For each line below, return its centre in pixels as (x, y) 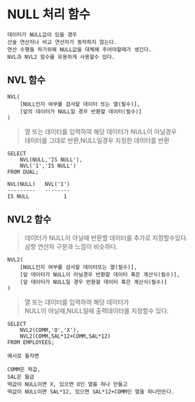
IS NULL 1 (37, 196)
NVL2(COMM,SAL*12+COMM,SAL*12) (65, 336)
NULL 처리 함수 (49, 14)
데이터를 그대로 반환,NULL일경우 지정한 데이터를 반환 (97, 140)
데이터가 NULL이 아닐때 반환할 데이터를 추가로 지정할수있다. (106, 238)
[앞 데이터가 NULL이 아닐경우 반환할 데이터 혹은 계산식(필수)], (100, 274)
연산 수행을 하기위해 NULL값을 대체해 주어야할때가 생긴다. (80, 50)
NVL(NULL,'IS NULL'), (51, 159)
